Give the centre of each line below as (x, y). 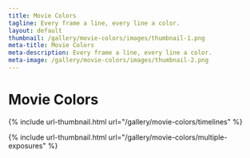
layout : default (35, 30)
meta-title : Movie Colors (51, 45)
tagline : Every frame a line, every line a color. (94, 23)
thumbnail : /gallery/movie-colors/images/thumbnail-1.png (107, 38)
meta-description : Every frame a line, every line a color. (111, 53)
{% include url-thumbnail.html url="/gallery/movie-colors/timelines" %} (125, 121)
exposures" (27, 145)
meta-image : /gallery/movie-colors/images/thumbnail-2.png (109, 61)
